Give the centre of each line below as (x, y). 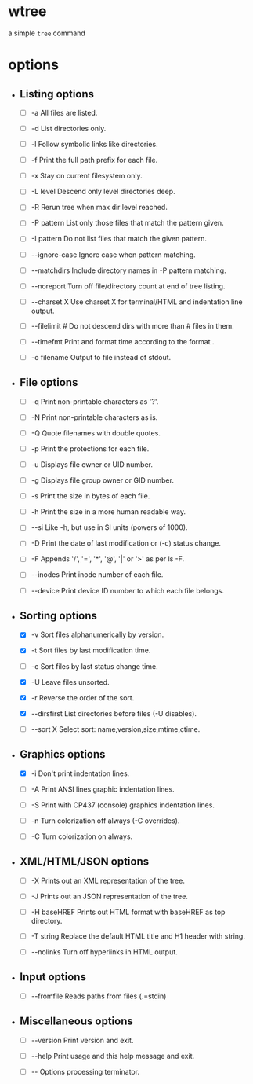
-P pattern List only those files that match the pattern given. (128, 223)
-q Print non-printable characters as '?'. (95, 401)
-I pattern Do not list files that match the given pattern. (119, 239)
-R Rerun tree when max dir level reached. (99, 208)
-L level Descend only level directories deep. (103, 192)
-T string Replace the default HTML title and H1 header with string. (138, 936)
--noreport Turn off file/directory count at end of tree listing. (128, 286)
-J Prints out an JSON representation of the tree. (109, 896)
